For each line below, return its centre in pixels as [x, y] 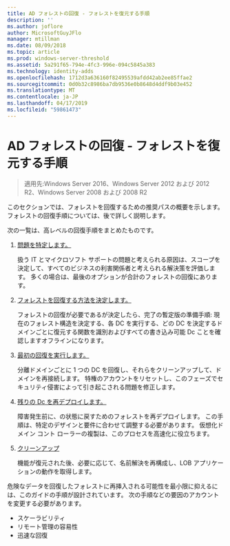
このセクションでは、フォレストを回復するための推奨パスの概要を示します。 [115, 207]
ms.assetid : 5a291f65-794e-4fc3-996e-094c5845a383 [81, 65]
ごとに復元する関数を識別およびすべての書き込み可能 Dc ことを [125, 332]
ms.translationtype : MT [41, 90]
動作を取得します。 [68, 471]
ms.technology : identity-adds [51, 71]
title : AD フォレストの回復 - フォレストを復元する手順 [79, 13]
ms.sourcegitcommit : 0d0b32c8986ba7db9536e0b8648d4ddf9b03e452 [100, 84]
